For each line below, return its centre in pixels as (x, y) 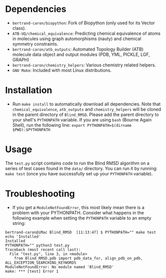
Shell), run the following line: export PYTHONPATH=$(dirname (72, 125)
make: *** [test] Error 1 (32, 271)
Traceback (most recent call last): (43, 250)
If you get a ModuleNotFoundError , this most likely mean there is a (78, 207)
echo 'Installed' (23, 236)
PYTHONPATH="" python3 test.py (37, 245)
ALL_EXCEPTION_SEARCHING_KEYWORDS (41, 263)
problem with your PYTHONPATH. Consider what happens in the (78, 213)
